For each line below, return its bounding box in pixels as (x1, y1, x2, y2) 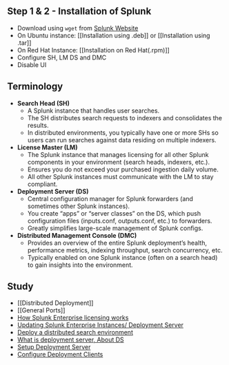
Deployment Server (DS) (17, 187, 89, 196)
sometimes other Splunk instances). (27, 202, 130, 210)
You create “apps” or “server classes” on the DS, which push (27, 209, 201, 217)
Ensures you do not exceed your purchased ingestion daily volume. (27, 165, 219, 174)
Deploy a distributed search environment (17, 328, 133, 337)
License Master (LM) (17, 143, 78, 151)
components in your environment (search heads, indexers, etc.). (27, 158, 210, 166)
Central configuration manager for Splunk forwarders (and (27, 194, 193, 203)
